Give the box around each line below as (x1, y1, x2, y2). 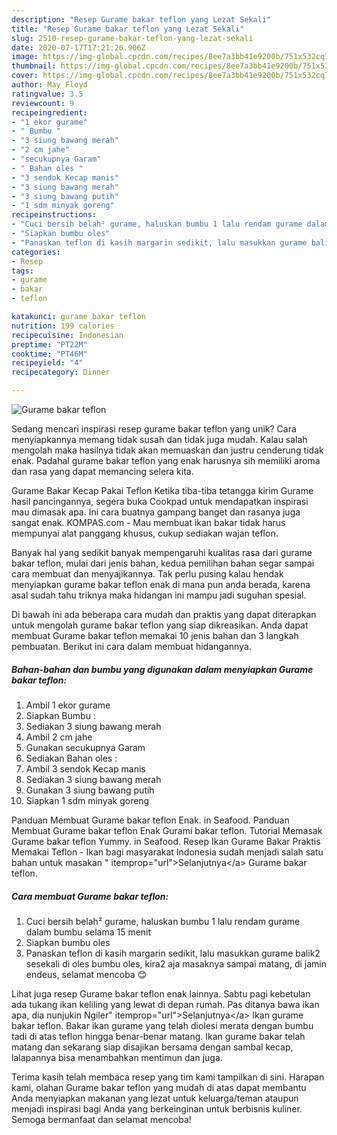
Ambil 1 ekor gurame (25, 699, 111, 711)
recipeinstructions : (11, 210, 98, 220)
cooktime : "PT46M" (11, 349, 88, 359)
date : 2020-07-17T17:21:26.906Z (11, 42, 146, 53)
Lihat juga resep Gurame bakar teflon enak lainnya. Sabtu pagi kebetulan (11, 987, 311, 1000)
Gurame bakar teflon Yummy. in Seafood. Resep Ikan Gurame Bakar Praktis (11, 835, 321, 847)
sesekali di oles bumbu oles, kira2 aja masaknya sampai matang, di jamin (25, 957, 327, 970)
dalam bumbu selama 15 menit (25, 926, 152, 938)
